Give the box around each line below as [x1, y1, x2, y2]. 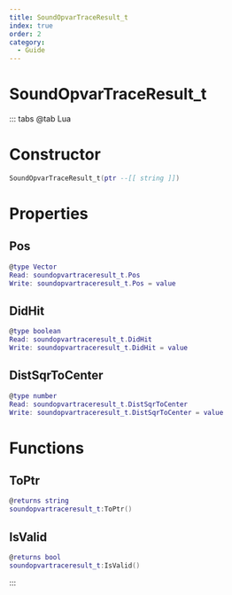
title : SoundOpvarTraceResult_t [9, 12, 128, 22]
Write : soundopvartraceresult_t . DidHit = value [9, 343, 189, 353]
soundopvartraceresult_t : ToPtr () [9, 505, 133, 514]
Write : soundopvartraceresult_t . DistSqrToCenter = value [9, 408, 224, 417]
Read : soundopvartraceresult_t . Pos [9, 270, 141, 279]
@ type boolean [9, 327, 62, 336]
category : [9, 37, 46, 47]
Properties [9, 204, 89, 224]
